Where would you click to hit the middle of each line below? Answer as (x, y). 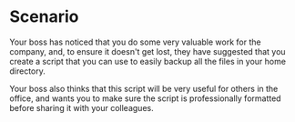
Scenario (44, 17)
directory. (27, 71)
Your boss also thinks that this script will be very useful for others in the (144, 88)
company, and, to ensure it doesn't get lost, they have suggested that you (147, 51)
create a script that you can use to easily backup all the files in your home (148, 61)
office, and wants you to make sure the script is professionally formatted (145, 98)
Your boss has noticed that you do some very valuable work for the (135, 42)
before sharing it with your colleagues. (81, 107)
